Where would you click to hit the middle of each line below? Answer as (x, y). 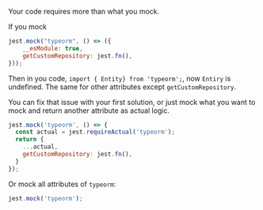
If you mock (28, 26)
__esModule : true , (53, 48)
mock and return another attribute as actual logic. (89, 111)
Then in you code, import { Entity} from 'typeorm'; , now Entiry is (120, 78)
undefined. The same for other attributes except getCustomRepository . (122, 87)
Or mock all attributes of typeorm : (62, 184)
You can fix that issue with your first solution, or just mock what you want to (132, 102)
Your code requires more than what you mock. (84, 11)
